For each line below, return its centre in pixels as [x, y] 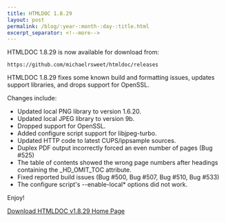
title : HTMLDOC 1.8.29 [40, 13]
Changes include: [32, 98]
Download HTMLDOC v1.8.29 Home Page [66, 211]
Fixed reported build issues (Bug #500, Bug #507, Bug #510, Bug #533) [118, 177]
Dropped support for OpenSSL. [61, 126]
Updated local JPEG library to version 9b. [76, 119]
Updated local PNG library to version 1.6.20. [79, 111]
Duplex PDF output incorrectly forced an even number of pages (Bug [115, 148]
